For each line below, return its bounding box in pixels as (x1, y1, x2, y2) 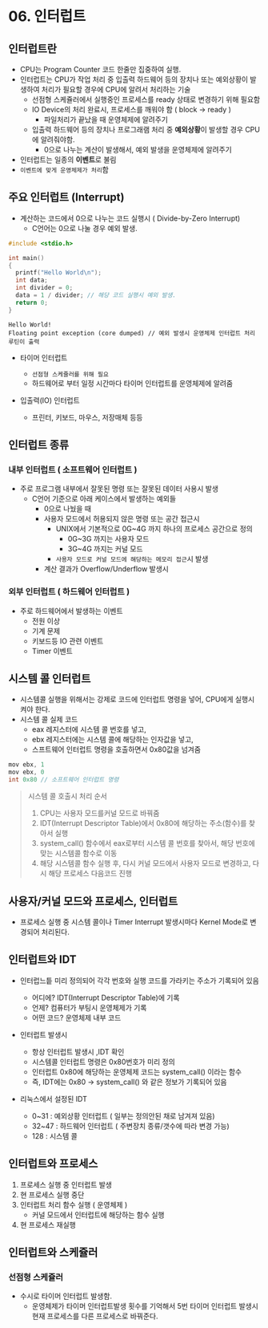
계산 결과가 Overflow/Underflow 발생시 (43, 564, 170, 574)
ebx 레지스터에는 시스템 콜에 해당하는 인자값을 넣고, (31, 735, 194, 745)
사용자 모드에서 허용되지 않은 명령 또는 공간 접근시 (43, 514, 200, 524)
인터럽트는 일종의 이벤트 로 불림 (19, 155, 117, 164)
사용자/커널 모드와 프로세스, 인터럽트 (8, 894, 178, 908)
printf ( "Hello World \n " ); (15, 269, 102, 277)
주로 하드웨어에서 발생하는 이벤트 (19, 606, 123, 615)
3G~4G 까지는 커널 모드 (67, 544, 143, 554)
